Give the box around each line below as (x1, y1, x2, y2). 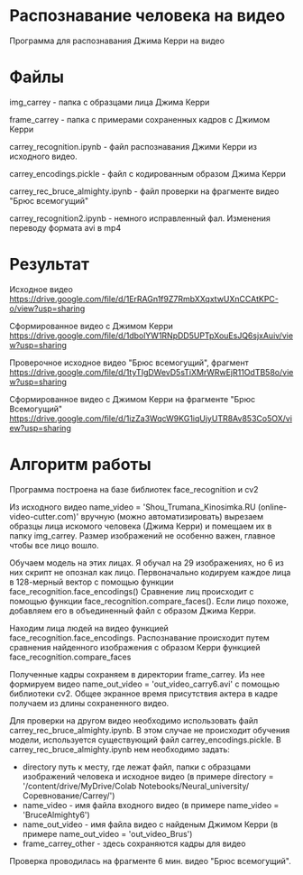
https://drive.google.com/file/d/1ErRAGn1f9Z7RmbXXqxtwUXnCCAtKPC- (9, 293, 280, 304)
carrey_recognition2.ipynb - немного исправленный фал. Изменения (9, 213, 271, 224)
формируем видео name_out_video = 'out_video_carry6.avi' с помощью (9, 678, 280, 689)
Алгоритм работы (9, 455, 151, 474)
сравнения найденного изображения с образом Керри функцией (9, 641, 261, 652)
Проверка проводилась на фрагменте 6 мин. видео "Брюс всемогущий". (9, 855, 291, 866)
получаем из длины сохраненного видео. (9, 697, 170, 708)
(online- (257, 502, 288, 512)
